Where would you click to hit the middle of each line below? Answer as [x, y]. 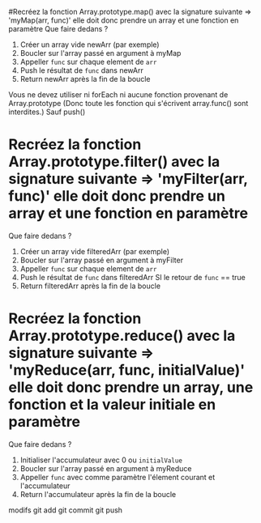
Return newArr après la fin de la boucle [85, 79]
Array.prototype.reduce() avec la [122, 336]
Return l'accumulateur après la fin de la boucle [98, 494]
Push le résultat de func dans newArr [81, 70]
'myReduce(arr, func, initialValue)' [127, 370]
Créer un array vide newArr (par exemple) [90, 45]
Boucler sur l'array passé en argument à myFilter [102, 260]
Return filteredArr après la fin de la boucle [90, 286]
